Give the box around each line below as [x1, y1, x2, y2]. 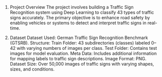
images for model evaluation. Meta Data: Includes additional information [9, 50, 157, 56]
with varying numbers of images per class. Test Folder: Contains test [16, 45, 157, 51]
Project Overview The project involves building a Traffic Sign [9, 4, 134, 10]
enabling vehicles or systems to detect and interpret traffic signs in [9, 20, 147, 26]
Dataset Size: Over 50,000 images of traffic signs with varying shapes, [9, 61, 155, 67]
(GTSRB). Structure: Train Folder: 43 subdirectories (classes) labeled [9, 40, 150, 46]
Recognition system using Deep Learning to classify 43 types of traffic [9, 9, 155, 15]
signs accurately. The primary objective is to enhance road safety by [9, 15, 150, 20]
